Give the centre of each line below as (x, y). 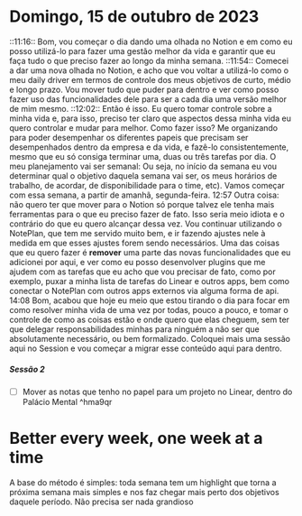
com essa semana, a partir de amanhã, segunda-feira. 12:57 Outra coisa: (144, 195)
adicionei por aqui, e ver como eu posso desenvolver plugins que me (137, 262)
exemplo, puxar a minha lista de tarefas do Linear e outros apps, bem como (150, 281)
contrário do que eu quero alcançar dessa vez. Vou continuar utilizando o (146, 224)
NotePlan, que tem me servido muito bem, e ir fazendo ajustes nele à (137, 233)
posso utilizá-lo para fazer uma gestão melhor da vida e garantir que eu (142, 51)
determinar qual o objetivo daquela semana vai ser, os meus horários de (143, 175)
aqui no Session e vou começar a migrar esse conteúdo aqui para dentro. (146, 348)
